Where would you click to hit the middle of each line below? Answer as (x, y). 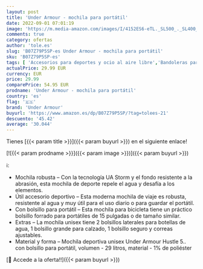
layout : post (23, 12)
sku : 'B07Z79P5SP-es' (34, 57)
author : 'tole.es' (29, 46)
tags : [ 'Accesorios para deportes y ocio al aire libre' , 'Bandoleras (97, 62)
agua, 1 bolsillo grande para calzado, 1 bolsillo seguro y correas (94, 229)
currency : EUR (24, 74)
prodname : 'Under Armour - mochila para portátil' (71, 91)
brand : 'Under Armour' (35, 107)
